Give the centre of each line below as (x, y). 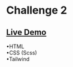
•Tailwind (18, 59)
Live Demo (26, 32)
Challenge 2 (37, 10)
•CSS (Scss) (22, 53)
